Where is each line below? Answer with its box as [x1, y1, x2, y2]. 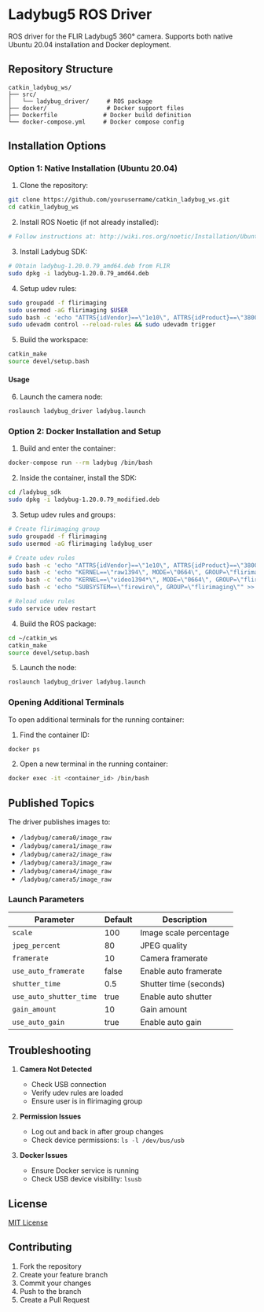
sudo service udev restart [8, 604, 97, 613]
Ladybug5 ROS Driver [8, 6, 152, 24]
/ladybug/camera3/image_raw [19, 859, 112, 867]
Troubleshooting [8, 1044, 92, 1057]
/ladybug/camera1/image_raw [19, 842, 112, 850]
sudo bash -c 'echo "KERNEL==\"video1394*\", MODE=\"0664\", [8, 576, 213, 584]
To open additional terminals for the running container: [8, 714, 185, 724]
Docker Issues [19, 1151, 68, 1160]
